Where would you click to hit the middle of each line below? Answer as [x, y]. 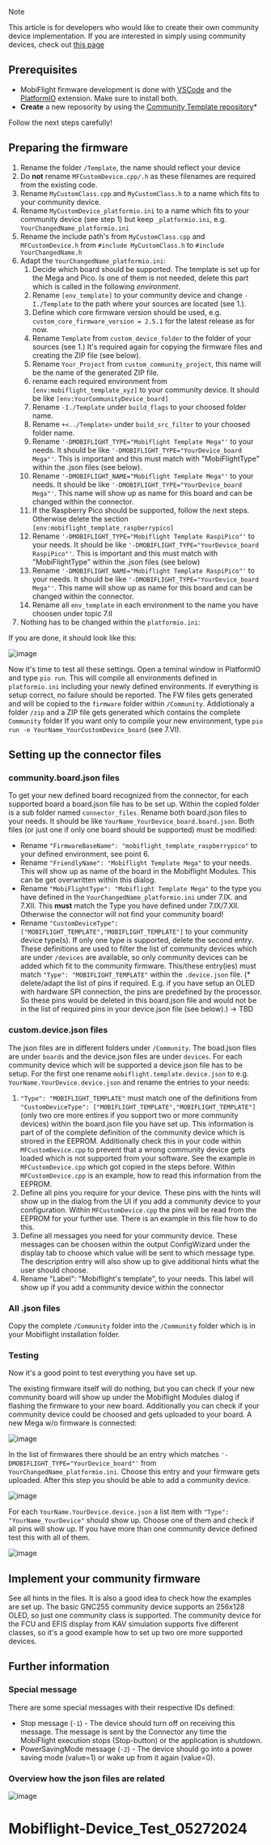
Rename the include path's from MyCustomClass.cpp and [112, 236]
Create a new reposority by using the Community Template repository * [138, 107]
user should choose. [54, 1270]
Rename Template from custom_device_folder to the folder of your [142, 338]
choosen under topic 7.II [72, 613]
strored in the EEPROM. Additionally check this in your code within [131, 1140]
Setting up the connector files [85, 755]
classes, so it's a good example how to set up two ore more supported [126, 1633]
